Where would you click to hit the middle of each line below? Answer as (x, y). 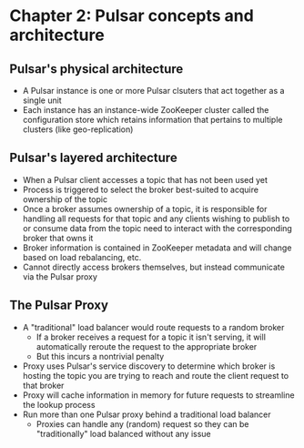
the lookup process (59, 404)
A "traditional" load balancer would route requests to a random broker (153, 327)
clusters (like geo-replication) (78, 129)
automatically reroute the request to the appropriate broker (147, 346)
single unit (42, 100)
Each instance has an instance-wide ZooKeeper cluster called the (146, 110)
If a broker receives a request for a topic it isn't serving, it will (151, 337)
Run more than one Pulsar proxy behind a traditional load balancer (147, 414)
